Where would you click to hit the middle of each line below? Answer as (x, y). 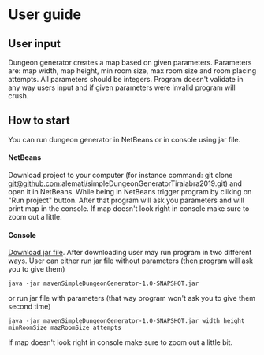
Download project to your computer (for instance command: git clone (121, 176)
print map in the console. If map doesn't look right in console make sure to (129, 209)
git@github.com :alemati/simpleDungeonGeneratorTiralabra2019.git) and (125, 183)
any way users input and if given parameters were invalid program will (122, 87)
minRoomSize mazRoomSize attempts (65, 328)
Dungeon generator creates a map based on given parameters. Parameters (130, 62)
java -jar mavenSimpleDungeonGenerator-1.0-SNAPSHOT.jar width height (126, 321)
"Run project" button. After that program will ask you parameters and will (126, 200)
